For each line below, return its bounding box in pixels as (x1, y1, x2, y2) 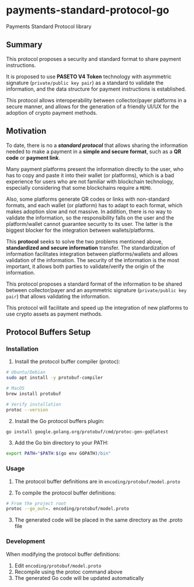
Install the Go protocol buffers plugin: (14, 417, 105, 424)
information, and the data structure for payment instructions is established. (6, 85, 186, 92)
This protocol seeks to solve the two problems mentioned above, (6, 238, 163, 245)
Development (6, 537, 46, 545)
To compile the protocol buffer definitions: (14, 489, 116, 496)
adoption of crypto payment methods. (6, 109, 98, 116)
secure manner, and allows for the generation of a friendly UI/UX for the (6, 103, 179, 110)
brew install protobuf (6, 390, 61, 397)
